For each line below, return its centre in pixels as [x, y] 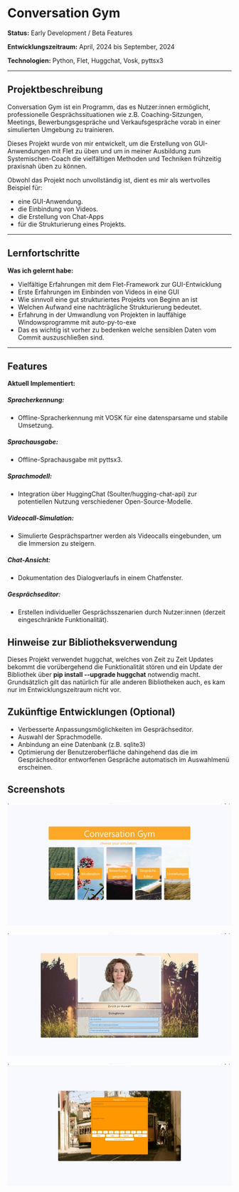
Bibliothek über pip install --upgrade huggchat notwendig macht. [104, 674]
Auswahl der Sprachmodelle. [60, 737]
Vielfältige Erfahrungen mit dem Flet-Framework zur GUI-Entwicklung [119, 284]
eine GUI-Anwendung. [50, 201]
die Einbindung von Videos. [58, 209]
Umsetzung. [36, 425]
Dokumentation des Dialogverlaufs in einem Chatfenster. [100, 578]
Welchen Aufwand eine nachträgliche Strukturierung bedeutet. [110, 307]
